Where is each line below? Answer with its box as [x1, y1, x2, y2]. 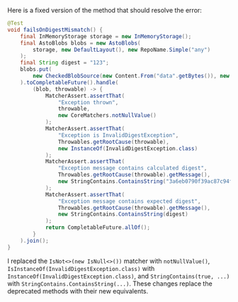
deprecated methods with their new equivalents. [7, 286, 149, 295]
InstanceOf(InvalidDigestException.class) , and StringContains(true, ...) [7, 272, 230, 280]
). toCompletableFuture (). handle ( [20, 79, 119, 86]
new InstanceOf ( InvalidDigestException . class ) [57, 145, 198, 152]
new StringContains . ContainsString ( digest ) [57, 211, 189, 218]
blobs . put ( [20, 66, 52, 73]
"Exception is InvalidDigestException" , [57, 131, 179, 139]
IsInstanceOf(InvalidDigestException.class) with [7, 264, 155, 272]
